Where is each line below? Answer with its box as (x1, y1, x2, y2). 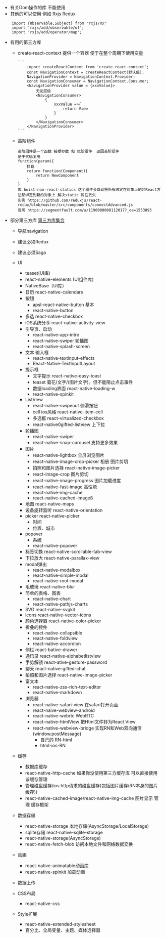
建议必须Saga (17, 249, 46, 255)
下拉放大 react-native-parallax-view (25, 555, 100, 561)
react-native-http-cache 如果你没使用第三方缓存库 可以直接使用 (25, 770, 158, 776)
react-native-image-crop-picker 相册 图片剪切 (32, 458, 129, 464)
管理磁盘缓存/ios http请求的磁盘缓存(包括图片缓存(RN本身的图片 (25, 783, 158, 788)
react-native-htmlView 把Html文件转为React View (32, 719, 136, 724)
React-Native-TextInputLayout (32, 361, 95, 366)
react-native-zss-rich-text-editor (32, 684, 101, 690)
